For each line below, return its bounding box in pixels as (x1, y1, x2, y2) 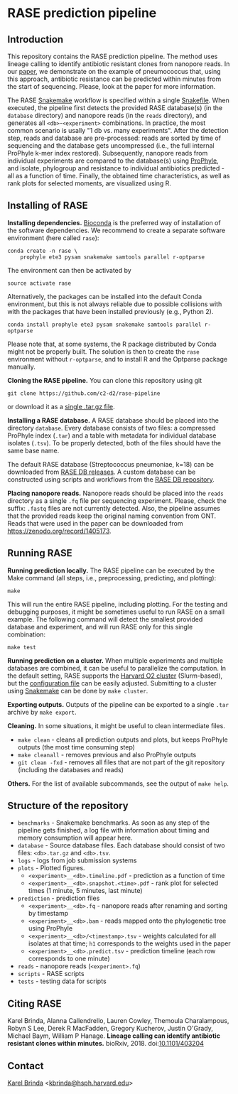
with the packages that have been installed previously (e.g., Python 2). (7, 307, 214, 315)
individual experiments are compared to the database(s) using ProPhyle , (7, 156, 219, 165)
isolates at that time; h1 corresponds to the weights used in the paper (28, 939, 231, 948)
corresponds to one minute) (28, 954, 110, 963)
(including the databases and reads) (17, 765, 124, 774)
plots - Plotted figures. (17, 864, 85, 872)
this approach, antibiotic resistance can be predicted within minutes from (7, 75, 222, 83)
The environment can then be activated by (7, 266, 131, 274)
